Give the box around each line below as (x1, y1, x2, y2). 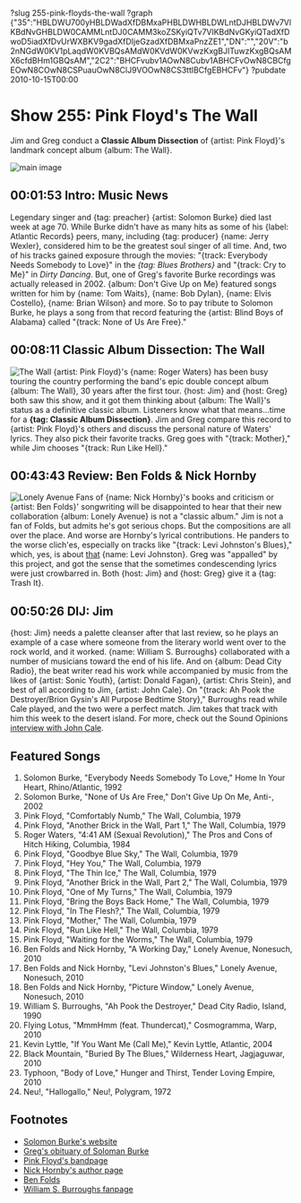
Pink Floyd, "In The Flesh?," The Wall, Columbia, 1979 (22, 906, 220, 916)
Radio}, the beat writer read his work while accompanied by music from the (10, 666, 288, 676)
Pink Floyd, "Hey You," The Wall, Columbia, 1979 (22, 858, 202, 868)
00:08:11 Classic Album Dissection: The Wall (10, 342, 265, 357)
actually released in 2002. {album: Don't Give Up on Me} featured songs (10, 278, 277, 289)
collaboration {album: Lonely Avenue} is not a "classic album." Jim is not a (10, 511, 284, 522)
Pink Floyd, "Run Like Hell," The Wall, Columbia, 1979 (22, 924, 219, 935)
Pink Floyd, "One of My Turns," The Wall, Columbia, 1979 (22, 887, 233, 897)
